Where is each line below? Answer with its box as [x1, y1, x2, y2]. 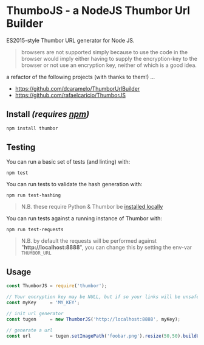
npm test [6, 170, 29, 176]
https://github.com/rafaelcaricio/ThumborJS [15, 91, 126, 99]
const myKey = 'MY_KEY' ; [6, 299, 80, 305]
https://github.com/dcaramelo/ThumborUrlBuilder [15, 85, 140, 92]
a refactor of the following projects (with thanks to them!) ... [6, 73, 155, 80]
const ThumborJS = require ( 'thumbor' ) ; [6, 283, 107, 289]
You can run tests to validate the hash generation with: [6, 181, 143, 188]
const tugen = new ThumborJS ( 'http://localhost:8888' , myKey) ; [6, 316, 181, 322]
